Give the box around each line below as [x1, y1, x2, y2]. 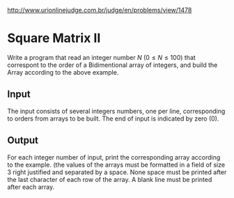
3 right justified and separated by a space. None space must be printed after [7, 167, 227, 176]
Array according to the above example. [7, 68, 119, 76]
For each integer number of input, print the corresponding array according [7, 153, 221, 161]
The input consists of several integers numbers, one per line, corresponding [7, 107, 226, 115]
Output [7, 135, 38, 146]
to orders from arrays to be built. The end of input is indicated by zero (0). [7, 114, 219, 123]
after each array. [7, 183, 55, 191]
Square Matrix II [7, 31, 101, 46]
